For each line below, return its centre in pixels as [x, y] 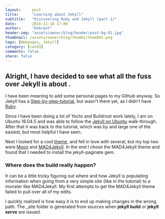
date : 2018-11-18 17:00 [37, 24]
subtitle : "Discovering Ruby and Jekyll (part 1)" [61, 19]
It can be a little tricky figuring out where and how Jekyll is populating [77, 176]
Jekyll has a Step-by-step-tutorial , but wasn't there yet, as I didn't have [78, 101]
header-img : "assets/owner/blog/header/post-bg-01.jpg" [64, 33]
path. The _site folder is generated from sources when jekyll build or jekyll [82, 207]
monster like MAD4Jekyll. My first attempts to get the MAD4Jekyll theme [80, 187]
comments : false [22, 51]
